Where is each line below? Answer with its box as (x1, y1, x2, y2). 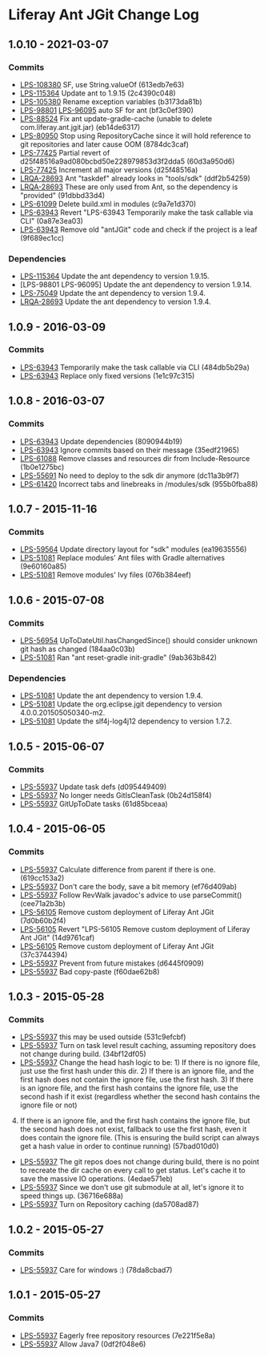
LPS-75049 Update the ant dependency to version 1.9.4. (19, 289, 206, 298)
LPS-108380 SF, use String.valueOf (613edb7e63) (19, 79, 185, 89)
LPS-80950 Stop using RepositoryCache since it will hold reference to (19, 131, 251, 140)
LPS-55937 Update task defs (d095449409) (19, 782, 167, 791)
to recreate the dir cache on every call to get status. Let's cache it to (19, 1165, 246, 1176)
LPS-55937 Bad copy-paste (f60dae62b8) (19, 966, 160, 976)
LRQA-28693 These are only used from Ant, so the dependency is (19, 182, 238, 192)
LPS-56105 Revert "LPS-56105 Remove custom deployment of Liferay (19, 924, 250, 933)
